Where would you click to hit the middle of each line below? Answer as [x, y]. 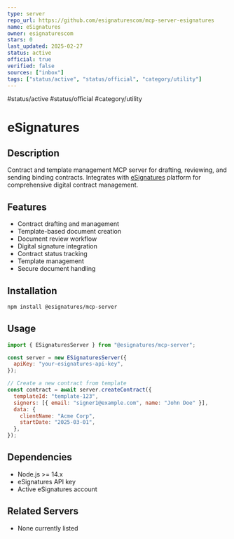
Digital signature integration [57, 246]
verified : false [31, 66]
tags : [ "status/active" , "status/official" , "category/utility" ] [104, 79]
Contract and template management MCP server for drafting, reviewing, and [117, 170]
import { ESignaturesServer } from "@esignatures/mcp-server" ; [102, 345]
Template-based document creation [69, 232]
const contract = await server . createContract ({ [80, 390]
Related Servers [43, 511]
